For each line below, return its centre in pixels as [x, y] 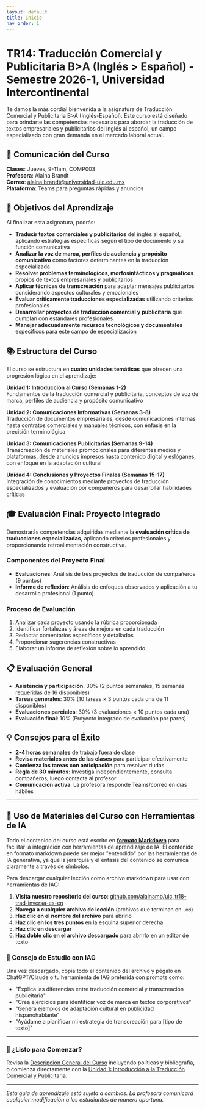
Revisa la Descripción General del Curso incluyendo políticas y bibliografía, [101, 1063]
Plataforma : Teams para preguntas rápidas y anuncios [75, 188]
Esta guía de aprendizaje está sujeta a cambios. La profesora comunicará [100, 1093]
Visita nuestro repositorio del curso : [62, 896]
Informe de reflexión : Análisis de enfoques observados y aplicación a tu [106, 587]
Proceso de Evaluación [41, 609]
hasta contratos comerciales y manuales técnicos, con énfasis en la [92, 425]
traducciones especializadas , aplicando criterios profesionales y [88, 538]
